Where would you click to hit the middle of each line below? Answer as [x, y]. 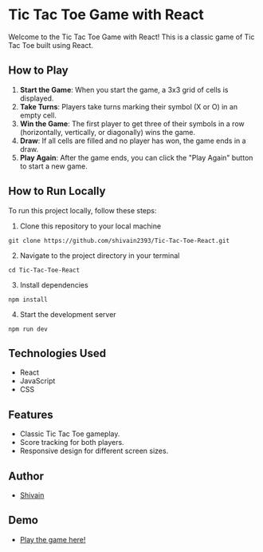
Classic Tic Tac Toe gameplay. [70, 434]
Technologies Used [57, 353]
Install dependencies [54, 284]
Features [31, 414]
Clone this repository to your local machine [90, 226]
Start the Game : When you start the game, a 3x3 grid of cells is [124, 89]
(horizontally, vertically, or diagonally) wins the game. [108, 132]
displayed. [37, 98]
